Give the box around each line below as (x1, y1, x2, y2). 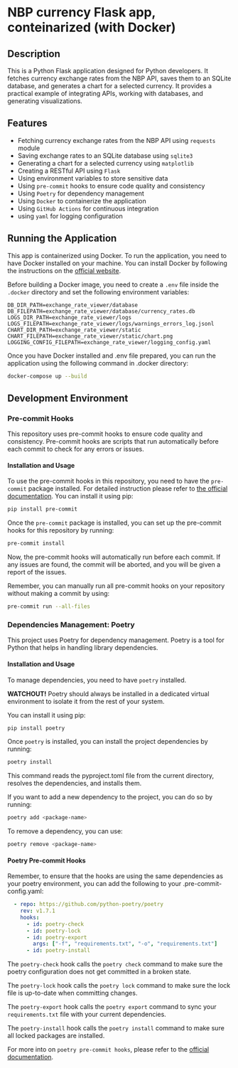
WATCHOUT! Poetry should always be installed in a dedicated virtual (7, 689, 210, 698)
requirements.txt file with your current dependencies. (7, 1010, 167, 1019)
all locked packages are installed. (7, 1032, 105, 1040)
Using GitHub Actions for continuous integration (17, 204, 159, 213)
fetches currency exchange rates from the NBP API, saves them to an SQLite (7, 74, 232, 82)
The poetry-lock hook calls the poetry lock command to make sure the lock (7, 981, 231, 990)
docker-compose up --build (7, 373, 87, 380)
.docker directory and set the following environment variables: (7, 287, 190, 296)
